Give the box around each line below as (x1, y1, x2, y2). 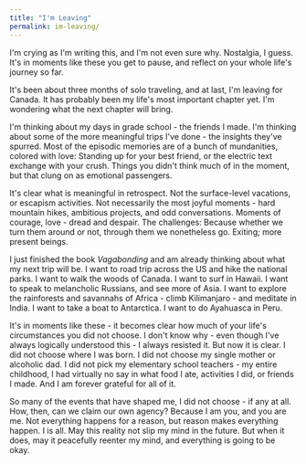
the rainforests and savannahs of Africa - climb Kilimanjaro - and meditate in (9, 292, 297, 303)
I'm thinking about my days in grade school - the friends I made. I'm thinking (9, 121, 297, 132)
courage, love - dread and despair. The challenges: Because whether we (9, 216, 283, 227)
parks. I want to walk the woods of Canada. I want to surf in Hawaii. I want (9, 273, 289, 284)
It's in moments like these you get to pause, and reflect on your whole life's (9, 57, 292, 68)
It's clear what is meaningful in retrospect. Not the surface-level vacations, (9, 187, 290, 198)
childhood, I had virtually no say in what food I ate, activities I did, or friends (9, 368, 294, 379)
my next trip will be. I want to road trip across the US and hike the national (9, 263, 288, 274)
